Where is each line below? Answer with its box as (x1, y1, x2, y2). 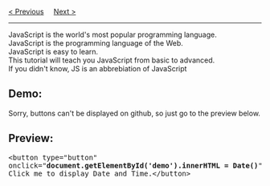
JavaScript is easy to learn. (8, 47, 99, 56)
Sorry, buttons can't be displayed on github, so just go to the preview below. (8, 108, 261, 118)
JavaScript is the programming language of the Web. (8, 38, 183, 47)
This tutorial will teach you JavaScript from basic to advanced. (8, 55, 215, 65)
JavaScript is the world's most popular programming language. (8, 30, 217, 39)
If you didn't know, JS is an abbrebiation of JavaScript (8, 64, 187, 73)
